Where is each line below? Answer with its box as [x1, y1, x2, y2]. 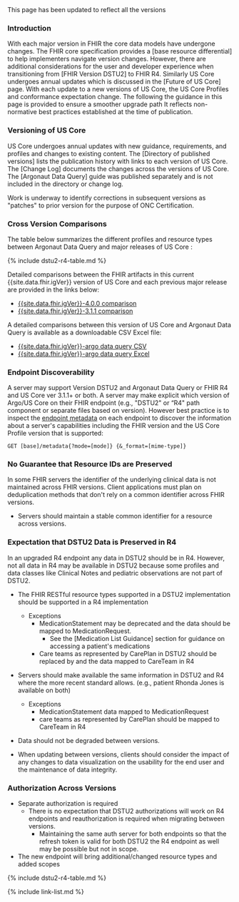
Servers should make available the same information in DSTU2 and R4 [17, 670, 225, 679]
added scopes [17, 860, 61, 868]
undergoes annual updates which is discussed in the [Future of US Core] [7, 77, 221, 86]
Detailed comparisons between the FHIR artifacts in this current [7, 270, 195, 279]
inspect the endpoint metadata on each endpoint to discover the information [7, 414, 232, 422]
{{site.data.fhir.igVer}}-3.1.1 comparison [17, 307, 133, 315]
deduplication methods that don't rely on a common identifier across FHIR [7, 491, 225, 499]
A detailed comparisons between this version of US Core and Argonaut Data [7, 320, 232, 329]
